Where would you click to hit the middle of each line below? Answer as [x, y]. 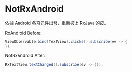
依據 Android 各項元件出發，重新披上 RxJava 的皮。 [57, 23]
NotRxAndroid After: [25, 55]
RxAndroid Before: [24, 33]
